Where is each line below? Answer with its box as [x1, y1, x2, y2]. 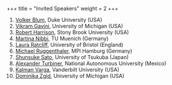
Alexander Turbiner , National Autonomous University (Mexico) [15, 60, 167, 67]
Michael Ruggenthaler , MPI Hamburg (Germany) [15, 47, 132, 55]
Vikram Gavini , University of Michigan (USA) [15, 23, 124, 29]
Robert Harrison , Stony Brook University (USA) [15, 29, 129, 36]
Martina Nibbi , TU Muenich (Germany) [15, 35, 109, 42]
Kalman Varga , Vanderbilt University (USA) [15, 66, 120, 73]
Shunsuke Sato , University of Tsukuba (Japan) [15, 54, 129, 60]
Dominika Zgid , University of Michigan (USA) [15, 73, 125, 79]
